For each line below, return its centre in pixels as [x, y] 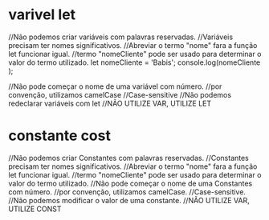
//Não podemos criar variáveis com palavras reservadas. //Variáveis [121, 37]
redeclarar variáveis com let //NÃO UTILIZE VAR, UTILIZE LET [110, 103]
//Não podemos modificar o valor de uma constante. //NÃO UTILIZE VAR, [129, 200]
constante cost [59, 136]
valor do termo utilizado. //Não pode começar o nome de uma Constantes [130, 183]
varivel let [42, 15]
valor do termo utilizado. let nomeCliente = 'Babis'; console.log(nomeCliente [134, 62]
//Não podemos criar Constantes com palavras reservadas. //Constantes [128, 158]
